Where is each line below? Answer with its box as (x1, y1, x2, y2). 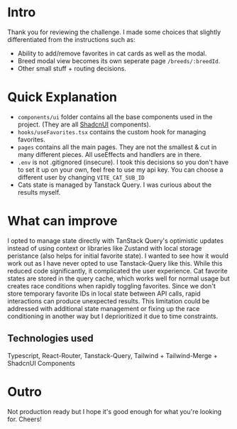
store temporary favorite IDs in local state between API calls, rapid (7, 289, 201, 298)
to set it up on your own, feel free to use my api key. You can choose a (17, 165, 224, 174)
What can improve (7, 213, 118, 229)
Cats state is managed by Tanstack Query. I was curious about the (17, 180, 212, 189)
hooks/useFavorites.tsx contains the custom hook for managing (17, 127, 206, 136)
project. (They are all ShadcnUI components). (17, 120, 151, 129)
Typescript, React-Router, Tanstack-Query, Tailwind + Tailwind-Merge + (7, 351, 218, 359)
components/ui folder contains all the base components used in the (17, 112, 213, 121)
